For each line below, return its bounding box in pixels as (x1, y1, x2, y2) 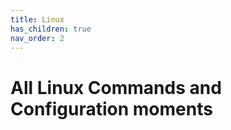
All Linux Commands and (10, 76, 222, 99)
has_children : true (10, 24, 92, 34)
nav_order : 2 (10, 33, 65, 43)
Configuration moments (10, 97, 213, 120)
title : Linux (10, 14, 65, 25)
